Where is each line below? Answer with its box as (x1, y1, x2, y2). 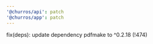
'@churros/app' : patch (6, 14, 64, 20)
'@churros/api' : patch (6, 8, 64, 15)
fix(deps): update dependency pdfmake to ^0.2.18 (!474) (6, 31, 148, 38)
